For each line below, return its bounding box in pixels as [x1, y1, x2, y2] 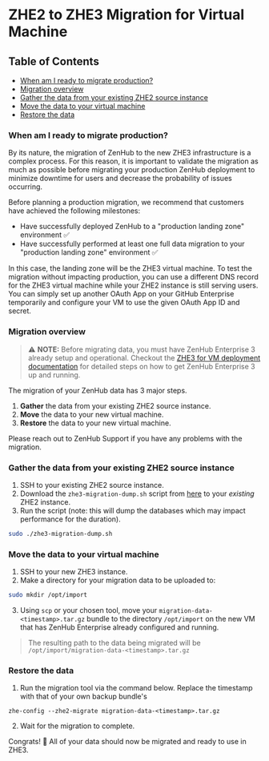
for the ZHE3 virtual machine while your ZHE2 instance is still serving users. [8, 280, 259, 290]
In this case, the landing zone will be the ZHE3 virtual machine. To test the [8, 264, 252, 273]
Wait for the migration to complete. [19, 721, 135, 731]
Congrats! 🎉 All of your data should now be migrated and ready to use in [8, 737, 247, 747]
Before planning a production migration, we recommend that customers [8, 198, 244, 207]
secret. [8, 306, 32, 316]
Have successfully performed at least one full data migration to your [19, 239, 246, 249]
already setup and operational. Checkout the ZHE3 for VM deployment [27, 352, 261, 362]
